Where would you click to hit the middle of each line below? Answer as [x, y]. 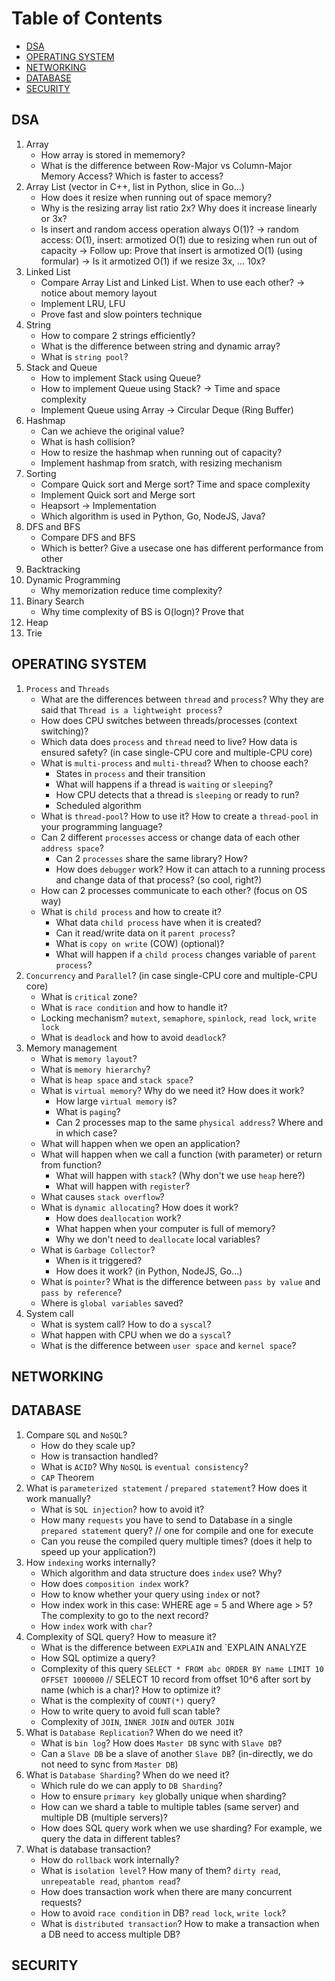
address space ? [72, 848]
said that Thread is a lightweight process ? [131, 709]
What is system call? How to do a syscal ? [126, 1324]
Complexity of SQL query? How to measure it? [121, 1636]
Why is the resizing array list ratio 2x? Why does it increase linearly [179, 208]
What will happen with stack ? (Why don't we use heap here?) [180, 1175]
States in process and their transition [130, 773]
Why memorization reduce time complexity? [131, 590]
